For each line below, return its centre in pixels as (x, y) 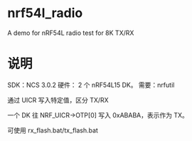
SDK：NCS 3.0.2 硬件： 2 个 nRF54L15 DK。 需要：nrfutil (91, 85)
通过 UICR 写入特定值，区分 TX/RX (58, 100)
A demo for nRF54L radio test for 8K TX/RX (71, 33)
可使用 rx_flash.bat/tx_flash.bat (53, 130)
